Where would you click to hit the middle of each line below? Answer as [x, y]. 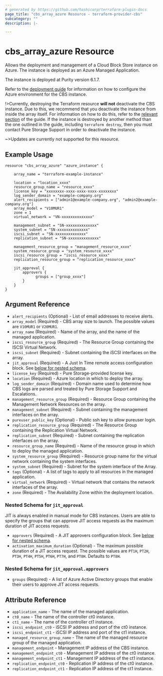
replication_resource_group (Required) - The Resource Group [74, 425]
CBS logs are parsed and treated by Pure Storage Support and [74, 389]
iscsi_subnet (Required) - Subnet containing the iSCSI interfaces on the [84, 352]
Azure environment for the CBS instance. [46, 94]
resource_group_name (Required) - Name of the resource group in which [83, 446]
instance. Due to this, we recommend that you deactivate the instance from [81, 109]
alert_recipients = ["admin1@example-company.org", [67, 200]
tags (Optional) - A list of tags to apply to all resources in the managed [82, 472]
